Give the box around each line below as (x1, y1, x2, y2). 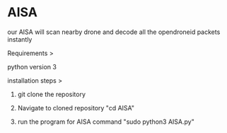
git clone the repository (17, 90, 86, 98)
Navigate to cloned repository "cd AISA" (17, 103, 135, 112)
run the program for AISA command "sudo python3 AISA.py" (17, 117, 194, 126)
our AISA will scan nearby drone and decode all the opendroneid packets (7, 28, 221, 36)
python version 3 (7, 62, 57, 71)
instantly (7, 35, 33, 43)
